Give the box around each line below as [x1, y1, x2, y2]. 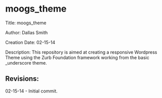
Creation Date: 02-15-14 [5, 39, 56, 45]
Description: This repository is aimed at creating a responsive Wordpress [5, 49, 157, 55]
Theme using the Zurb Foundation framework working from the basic [5, 54, 149, 61]
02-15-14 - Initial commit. [5, 88, 58, 94]
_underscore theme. [5, 60, 47, 66]
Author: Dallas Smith [5, 29, 48, 35]
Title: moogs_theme [5, 20, 47, 26]
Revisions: [5, 74, 39, 83]
